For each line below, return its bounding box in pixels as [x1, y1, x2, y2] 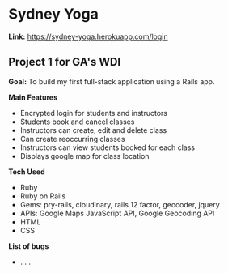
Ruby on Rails [19, 191, 66, 201]
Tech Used [8, 167, 46, 177]
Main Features [8, 92, 58, 102]
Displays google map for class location [19, 151, 150, 160]
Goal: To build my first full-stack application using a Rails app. [8, 76, 215, 86]
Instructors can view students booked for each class [19, 143, 196, 152]
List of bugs [8, 241, 49, 251]
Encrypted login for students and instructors [19, 108, 168, 117]
